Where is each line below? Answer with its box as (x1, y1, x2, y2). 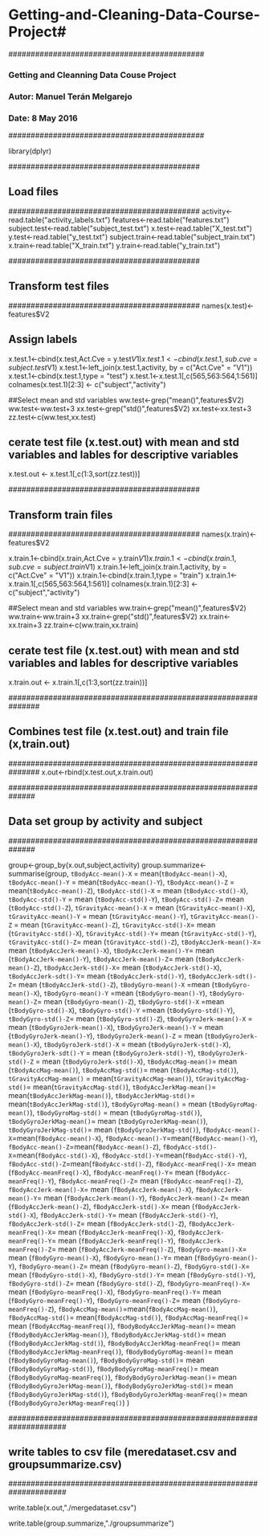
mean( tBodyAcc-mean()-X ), (140, 868, 227, 878)
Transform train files (8, 508, 113, 521)
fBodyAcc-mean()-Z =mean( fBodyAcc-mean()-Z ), (8, 1142, 161, 1151)
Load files (8, 185, 59, 198)
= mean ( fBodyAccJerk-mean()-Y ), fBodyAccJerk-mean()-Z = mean (37, 1193, 250, 1203)
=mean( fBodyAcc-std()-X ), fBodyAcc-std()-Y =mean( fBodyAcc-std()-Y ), (11, 1150, 247, 1160)
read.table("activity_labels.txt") (8, 214, 111, 224)
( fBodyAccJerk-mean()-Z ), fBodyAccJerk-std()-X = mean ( (8, 1201, 195, 1211)
